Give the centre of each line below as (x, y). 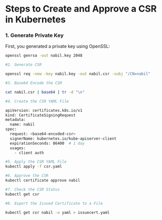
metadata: (16, 120)
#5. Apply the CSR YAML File (36, 162)
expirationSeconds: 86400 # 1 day (47, 143)
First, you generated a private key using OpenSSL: (58, 47)
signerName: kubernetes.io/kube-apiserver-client (63, 139)
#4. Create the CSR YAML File (37, 101)
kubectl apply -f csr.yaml (34, 167)
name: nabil (23, 124)
